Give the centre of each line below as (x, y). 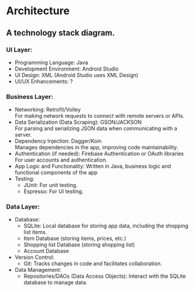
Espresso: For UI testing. (54, 191)
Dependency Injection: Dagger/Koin (58, 141)
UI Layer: (19, 50)
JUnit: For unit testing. (51, 185)
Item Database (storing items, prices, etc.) (75, 239)
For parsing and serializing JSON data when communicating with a (96, 129)
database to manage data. (55, 283)
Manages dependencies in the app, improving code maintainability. (96, 147)
